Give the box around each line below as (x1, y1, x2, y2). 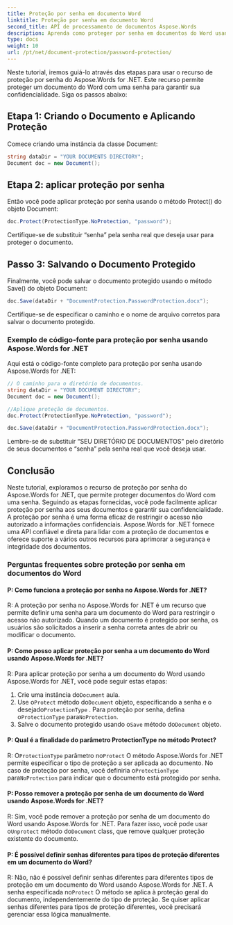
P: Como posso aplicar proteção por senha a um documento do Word (7, 646, 210, 654)
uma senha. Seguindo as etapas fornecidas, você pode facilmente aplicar (7, 498, 217, 506)
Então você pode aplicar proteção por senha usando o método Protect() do (7, 198, 222, 206)
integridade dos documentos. (7, 542, 92, 551)
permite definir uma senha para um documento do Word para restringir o (7, 609, 216, 617)
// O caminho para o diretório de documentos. (7, 380, 144, 387)
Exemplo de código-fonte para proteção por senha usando (7, 335, 208, 344)
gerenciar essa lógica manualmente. (7, 910, 111, 919)
